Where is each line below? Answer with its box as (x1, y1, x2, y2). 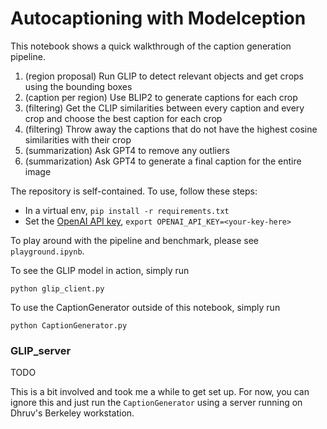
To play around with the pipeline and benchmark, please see (10, 234, 260, 246)
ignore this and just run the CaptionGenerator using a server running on (10, 397, 303, 409)
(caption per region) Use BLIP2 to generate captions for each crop (24, 91, 298, 103)
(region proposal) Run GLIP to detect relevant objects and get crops (24, 70, 304, 82)
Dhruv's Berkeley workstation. (10, 407, 135, 419)
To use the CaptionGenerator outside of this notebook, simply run (10, 301, 281, 313)
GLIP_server (10, 343, 72, 357)
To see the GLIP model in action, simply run (10, 264, 190, 276)
